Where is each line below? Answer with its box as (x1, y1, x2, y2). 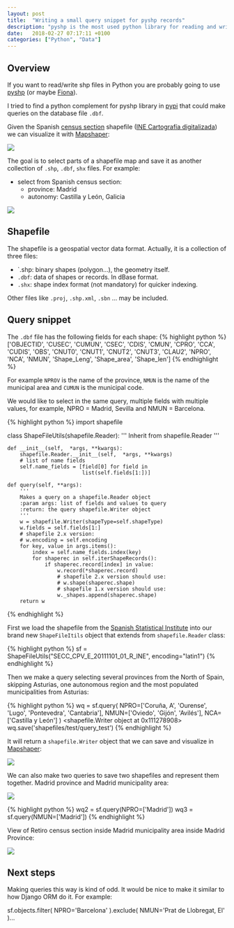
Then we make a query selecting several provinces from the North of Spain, (7, 672, 225, 681)
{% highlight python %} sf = (7, 644, 88, 653)
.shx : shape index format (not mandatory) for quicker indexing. (17, 280, 198, 289)
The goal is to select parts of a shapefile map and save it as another (7, 157, 202, 165)
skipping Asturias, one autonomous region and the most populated (7, 680, 198, 688)
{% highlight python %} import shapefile (7, 417, 123, 426)
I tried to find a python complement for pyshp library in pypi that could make (7, 101, 226, 110)
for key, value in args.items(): (19, 542, 117, 549)
